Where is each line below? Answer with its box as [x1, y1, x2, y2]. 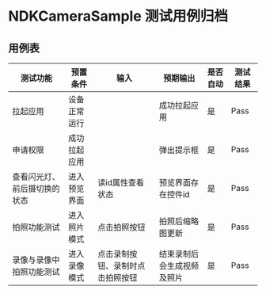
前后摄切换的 [12, 183, 61, 194]
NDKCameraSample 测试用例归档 [8, 7, 228, 25]
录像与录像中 [12, 254, 61, 265]
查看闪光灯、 [12, 171, 61, 182]
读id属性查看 [97, 178, 145, 188]
